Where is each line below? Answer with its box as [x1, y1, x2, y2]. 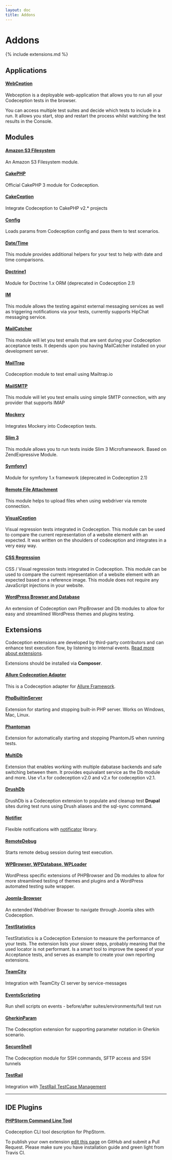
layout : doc [5, 7, 31, 13]
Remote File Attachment [5, 486, 58, 492]
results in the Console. [5, 118, 53, 125]
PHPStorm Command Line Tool [5, 1117, 73, 1124]
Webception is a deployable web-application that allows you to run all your [5, 92, 163, 98]
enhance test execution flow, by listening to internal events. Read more [5, 645, 155, 651]
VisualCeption [5, 515, 37, 521]
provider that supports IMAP [5, 399, 65, 406]
